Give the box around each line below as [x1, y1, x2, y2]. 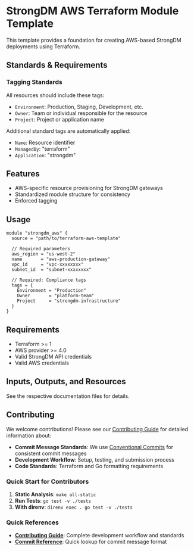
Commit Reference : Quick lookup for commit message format [14, 538, 167, 546]
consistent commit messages [14, 450, 87, 457]
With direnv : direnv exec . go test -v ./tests [14, 503, 133, 510]
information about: [6, 432, 52, 439]
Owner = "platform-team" [17, 293, 95, 299]
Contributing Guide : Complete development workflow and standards [14, 532, 184, 539]
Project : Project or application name [14, 116, 104, 123]
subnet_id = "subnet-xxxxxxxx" [11, 267, 92, 273]
